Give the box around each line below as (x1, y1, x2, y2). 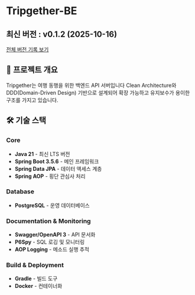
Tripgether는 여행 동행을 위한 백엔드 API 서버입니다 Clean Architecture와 (6, 82, 177, 89)
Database (6, 187, 34, 196)
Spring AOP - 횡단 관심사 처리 (14, 173, 86, 180)
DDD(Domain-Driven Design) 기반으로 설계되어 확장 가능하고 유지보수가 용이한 (6, 89, 190, 96)
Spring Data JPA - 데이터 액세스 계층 (14, 165, 102, 172)
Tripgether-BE (6, 4, 77, 18)
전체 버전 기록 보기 (6, 46, 49, 53)
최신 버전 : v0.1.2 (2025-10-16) (6, 29, 117, 39)
